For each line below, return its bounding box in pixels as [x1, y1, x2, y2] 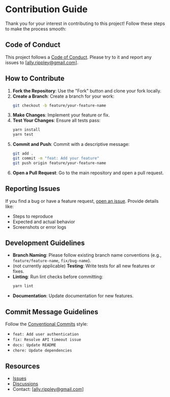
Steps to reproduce [12, 213, 53, 219]
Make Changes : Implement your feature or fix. [12, 112, 110, 118]
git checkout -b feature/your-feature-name [12, 103, 107, 108]
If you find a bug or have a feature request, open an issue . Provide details [5, 198, 159, 204]
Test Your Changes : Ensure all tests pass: [12, 117, 100, 124]
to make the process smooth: [5, 25, 66, 32]
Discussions [12, 380, 39, 387]
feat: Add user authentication [12, 332, 79, 337]
